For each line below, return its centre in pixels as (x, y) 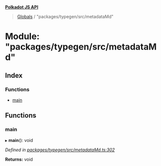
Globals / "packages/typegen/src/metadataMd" (65, 16)
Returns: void (19, 159)
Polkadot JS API (22, 7)
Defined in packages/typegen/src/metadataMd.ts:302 (60, 150)
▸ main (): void (19, 140)
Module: (22, 37)
